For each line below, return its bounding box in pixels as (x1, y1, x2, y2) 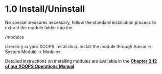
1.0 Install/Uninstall (5, 3, 85, 15)
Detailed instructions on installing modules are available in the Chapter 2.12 (5, 58, 157, 64)
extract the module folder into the (5, 24, 72, 30)
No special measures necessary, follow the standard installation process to (5, 19, 157, 25)
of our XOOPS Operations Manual (5, 63, 75, 69)
